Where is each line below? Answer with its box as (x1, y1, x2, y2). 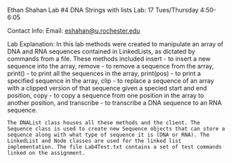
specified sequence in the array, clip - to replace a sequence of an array (7, 77, 214, 85)
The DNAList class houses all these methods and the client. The (7, 119, 200, 126)
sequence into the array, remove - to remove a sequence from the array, (7, 62, 214, 70)
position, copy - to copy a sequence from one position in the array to (7, 91, 204, 99)
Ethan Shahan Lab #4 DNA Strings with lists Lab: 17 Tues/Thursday (7, 6, 199, 14)
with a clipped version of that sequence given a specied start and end (7, 84, 207, 92)
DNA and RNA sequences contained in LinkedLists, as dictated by (7, 48, 196, 55)
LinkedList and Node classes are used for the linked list (7, 137, 182, 144)
